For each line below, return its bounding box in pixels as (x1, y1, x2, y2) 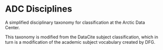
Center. (5, 24, 20, 30)
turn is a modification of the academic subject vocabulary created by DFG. (5, 39, 156, 45)
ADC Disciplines (5, 3, 72, 15)
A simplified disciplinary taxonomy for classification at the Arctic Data (5, 19, 145, 25)
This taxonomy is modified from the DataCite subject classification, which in (5, 34, 158, 40)
